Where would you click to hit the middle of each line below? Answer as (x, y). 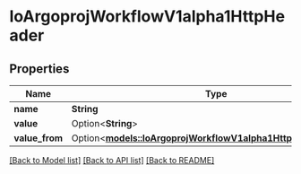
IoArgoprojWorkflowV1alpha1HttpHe (147, 17)
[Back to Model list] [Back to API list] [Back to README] (112, 160)
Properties (39, 69)
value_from (39, 138)
